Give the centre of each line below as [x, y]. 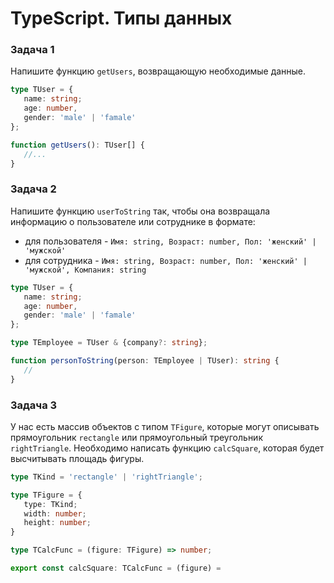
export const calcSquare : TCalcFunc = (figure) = [116, 568]
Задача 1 [32, 50]
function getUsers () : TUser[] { [77, 145]
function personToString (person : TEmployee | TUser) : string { [145, 361]
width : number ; [55, 513]
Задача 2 [33, 189]
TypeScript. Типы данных [121, 18]
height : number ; [57, 523]
